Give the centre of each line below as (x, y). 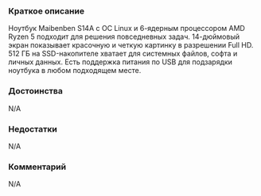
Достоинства (36, 91)
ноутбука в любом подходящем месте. (75, 71)
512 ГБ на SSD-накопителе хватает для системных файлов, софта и (123, 54)
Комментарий (37, 167)
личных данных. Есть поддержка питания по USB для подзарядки (121, 62)
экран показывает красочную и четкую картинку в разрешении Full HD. (131, 45)
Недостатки (33, 129)
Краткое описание (47, 11)
